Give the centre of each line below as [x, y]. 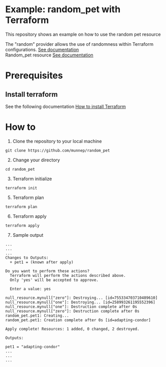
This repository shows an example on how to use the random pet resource [83, 34]
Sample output [28, 235]
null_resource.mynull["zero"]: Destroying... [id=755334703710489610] [81, 298]
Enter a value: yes [30, 289]
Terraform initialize [32, 179]
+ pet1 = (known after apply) [42, 262]
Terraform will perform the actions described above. [68, 275]
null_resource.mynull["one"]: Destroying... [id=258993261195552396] [80, 302]
